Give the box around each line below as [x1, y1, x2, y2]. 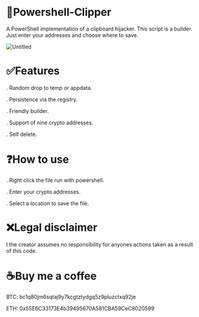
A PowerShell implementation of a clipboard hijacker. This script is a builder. [6, 25, 192, 32]
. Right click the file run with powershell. [6, 176, 104, 184]
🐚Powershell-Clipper [6, 5, 111, 19]
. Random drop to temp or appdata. [6, 84, 92, 92]
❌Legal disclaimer [6, 221, 98, 234]
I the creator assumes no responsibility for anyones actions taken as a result [6, 240, 194, 248]
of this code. [6, 247, 38, 254]
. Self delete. [6, 130, 38, 138]
